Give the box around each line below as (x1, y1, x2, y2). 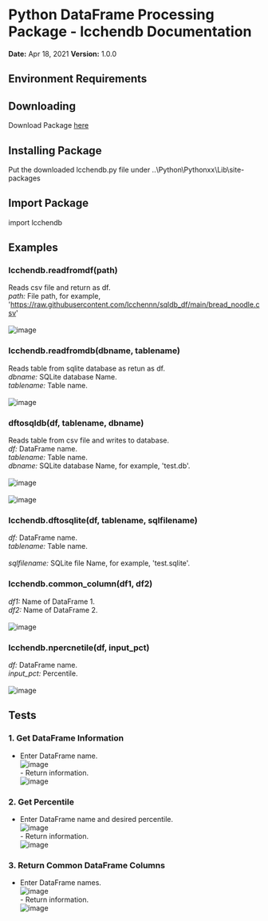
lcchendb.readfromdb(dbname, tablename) (8, 345, 181, 356)
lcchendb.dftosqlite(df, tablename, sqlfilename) (8, 514, 198, 526)
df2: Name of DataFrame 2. (8, 605, 98, 614)
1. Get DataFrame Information (8, 732, 124, 744)
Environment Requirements (8, 72, 148, 85)
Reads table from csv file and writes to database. (8, 435, 170, 445)
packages (8, 173, 41, 183)
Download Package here (8, 121, 89, 130)
